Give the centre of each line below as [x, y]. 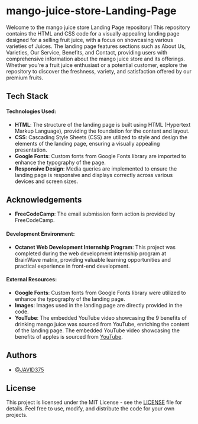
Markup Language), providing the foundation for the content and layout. [102, 131]
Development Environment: [40, 234]
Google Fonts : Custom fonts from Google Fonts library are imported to [100, 156]
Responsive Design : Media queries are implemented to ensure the [96, 168]
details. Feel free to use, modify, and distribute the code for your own [90, 409]
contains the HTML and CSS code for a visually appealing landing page [93, 33]
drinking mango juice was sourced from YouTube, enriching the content [102, 324]
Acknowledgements [44, 200]
